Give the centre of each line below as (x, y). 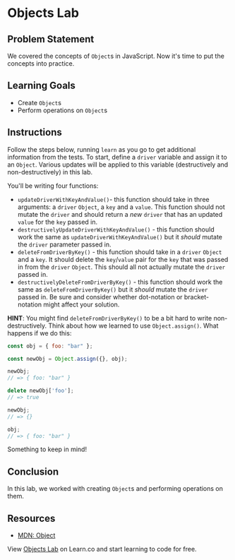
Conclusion (33, 471)
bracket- (197, 297)
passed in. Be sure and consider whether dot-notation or (100, 297)
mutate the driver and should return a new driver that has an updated (120, 214)
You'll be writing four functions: (53, 186)
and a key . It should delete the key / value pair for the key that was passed (123, 259)
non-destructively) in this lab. (50, 172)
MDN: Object (36, 535)
